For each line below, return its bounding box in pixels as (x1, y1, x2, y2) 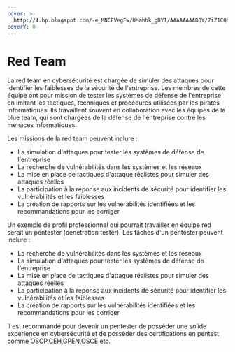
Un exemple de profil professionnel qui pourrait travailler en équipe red (7, 221, 212, 229)
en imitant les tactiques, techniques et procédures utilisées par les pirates (7, 98, 220, 107)
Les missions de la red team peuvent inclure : (7, 134, 138, 143)
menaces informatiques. (7, 121, 77, 129)
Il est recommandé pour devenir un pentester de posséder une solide (7, 322, 207, 330)
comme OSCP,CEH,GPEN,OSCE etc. (7, 337, 111, 346)
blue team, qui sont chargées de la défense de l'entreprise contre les (7, 113, 206, 122)
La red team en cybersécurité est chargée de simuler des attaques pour (7, 76, 215, 85)
